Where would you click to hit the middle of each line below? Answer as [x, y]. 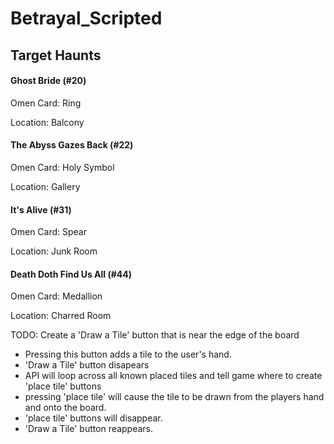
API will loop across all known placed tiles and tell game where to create [173, 376]
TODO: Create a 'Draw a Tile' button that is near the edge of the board [155, 335]
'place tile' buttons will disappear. [93, 418]
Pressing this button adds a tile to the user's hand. [128, 354]
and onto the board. [65, 408]
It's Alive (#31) [41, 209]
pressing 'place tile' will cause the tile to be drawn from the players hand [174, 397]
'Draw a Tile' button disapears [87, 365]
